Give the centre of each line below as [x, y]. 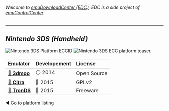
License [86, 64]
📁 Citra [16, 82]
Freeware [88, 91]
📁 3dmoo [19, 73]
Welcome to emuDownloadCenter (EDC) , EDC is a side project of [72, 7]
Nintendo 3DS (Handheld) [47, 39]
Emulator [19, 64]
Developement [53, 64]
